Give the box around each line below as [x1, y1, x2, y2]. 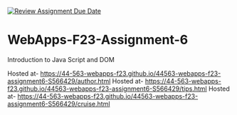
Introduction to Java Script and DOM [7, 55, 115, 64]
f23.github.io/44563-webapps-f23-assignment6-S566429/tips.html [7, 84, 208, 93]
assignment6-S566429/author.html [7, 76, 111, 85]
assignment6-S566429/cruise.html [7, 99, 110, 108]
